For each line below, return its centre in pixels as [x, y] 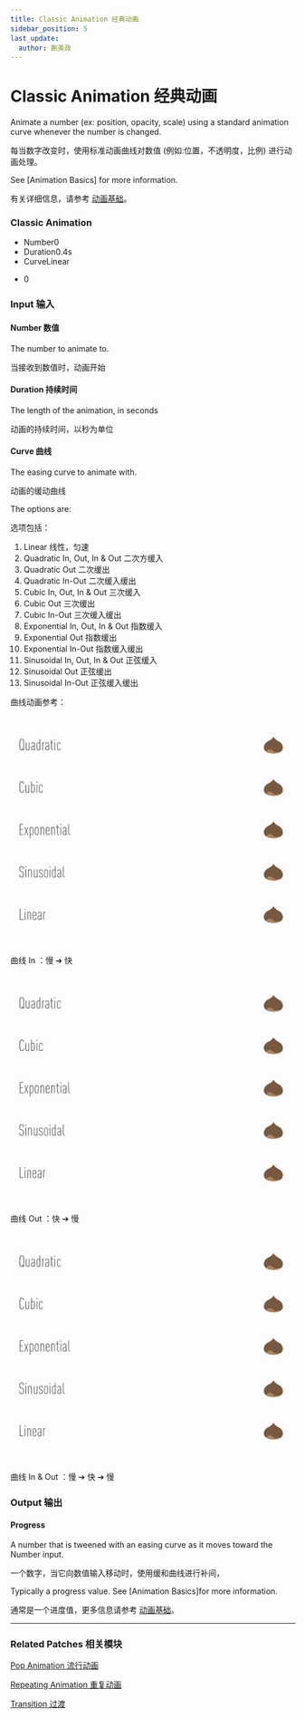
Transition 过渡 [38, 1704]
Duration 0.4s [48, 252]
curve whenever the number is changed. [86, 132]
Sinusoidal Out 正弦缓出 [67, 671]
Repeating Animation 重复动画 [66, 1684]
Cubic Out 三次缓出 [59, 603]
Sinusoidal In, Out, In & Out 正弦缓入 [90, 661]
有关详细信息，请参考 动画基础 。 [71, 198]
